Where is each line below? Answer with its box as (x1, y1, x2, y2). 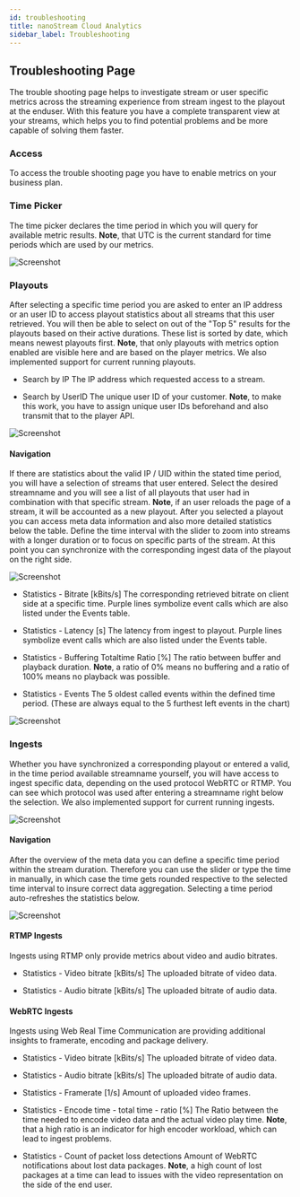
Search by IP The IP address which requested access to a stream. (21, 374, 266, 385)
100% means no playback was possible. (21, 671, 171, 682)
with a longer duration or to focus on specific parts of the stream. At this (9, 535, 276, 546)
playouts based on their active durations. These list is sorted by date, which (9, 328, 288, 339)
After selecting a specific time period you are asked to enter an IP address (9, 300, 283, 310)
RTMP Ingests (9, 931, 63, 941)
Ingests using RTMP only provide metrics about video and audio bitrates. (9, 950, 278, 961)
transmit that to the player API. (21, 410, 135, 422)
